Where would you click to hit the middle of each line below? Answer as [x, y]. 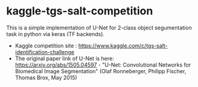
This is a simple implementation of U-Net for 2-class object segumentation [99, 28]
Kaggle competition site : [46, 46]
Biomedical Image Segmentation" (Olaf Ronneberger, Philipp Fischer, [101, 71]
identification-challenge [44, 52]
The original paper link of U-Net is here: [65, 58]
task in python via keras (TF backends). [55, 34]
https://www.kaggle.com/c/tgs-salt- [123, 46]
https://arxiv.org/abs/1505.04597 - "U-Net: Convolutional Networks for [103, 65]
